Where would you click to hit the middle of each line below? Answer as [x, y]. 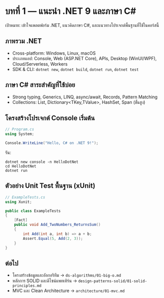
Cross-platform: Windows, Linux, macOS [54, 53]
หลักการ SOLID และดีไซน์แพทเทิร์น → [45, 281]
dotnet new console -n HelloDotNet [42, 162]
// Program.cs [20, 130]
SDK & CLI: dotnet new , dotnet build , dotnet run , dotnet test [75, 69]
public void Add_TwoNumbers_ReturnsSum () [57, 225]
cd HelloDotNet [21, 166]
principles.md [27, 286]
